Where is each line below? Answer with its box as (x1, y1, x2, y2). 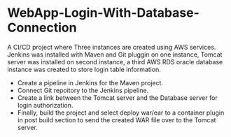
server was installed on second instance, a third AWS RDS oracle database (7, 57, 223, 66)
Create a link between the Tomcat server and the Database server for (17, 93, 218, 102)
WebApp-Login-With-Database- (7, 5, 199, 21)
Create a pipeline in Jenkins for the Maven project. (17, 78, 163, 87)
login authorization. (17, 101, 73, 109)
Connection (7, 20, 77, 36)
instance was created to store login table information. (7, 65, 161, 73)
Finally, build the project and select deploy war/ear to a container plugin (17, 108, 225, 117)
